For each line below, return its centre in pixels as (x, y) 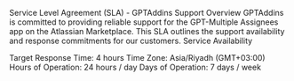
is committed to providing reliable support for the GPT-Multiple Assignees (144, 22)
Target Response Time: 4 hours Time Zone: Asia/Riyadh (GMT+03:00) (137, 58)
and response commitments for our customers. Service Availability (131, 40)
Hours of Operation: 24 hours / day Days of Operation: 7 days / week (135, 67)
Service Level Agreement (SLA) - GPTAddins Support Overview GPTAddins (147, 13)
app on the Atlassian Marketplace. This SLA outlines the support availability (147, 31)
